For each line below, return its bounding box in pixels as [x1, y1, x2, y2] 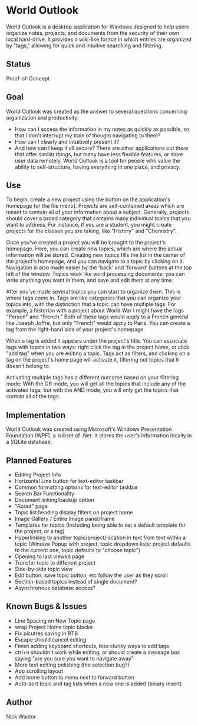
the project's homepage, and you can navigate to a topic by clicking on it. [6, 258, 184, 265]
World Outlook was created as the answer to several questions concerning [6, 108, 187, 115]
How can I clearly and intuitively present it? [14, 138, 120, 145]
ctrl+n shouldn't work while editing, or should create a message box [14, 649, 180, 656]
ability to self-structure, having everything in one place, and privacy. [14, 163, 181, 170]
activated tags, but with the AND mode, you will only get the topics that [6, 386, 179, 394]
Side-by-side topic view [14, 566, 73, 572]
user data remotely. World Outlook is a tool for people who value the [14, 157, 181, 164]
